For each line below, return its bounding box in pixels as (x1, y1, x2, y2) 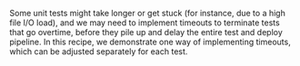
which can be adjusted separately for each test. (9, 46, 188, 57)
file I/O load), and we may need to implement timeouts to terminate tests (9, 17, 280, 28)
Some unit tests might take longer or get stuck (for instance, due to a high (9, 8, 286, 18)
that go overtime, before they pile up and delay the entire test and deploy (9, 27, 284, 37)
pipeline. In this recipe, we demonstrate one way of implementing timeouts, (9, 36, 291, 47)
